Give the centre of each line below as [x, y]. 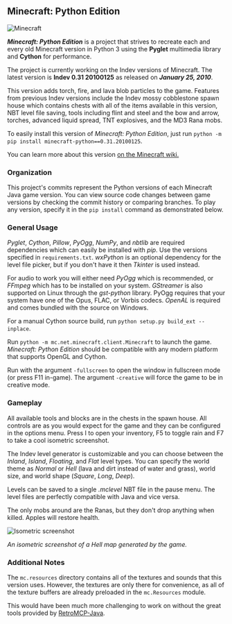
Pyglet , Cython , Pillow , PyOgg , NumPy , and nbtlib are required [96, 243]
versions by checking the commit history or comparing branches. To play [111, 202]
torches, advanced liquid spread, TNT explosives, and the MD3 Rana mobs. [115, 120]
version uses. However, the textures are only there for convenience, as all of [116, 585]
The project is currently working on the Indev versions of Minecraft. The [110, 69]
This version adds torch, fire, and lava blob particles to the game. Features [113, 90]
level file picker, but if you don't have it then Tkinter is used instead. [104, 265]
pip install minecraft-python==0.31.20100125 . [75, 141]
